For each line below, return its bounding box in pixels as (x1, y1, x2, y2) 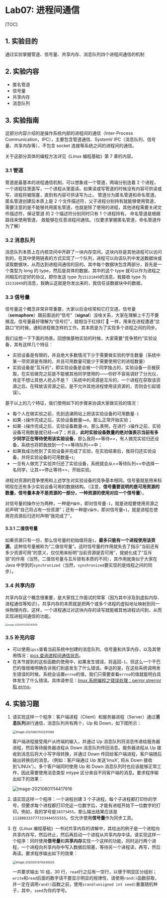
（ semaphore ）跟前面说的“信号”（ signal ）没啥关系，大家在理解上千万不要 (5, 312, 159, 318)
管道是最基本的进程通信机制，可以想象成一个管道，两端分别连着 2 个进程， (5, 179, 159, 185)
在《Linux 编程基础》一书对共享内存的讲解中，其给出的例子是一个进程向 (12, 825, 160, 831)
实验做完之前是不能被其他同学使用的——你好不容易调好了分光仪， (25, 371, 161, 377)
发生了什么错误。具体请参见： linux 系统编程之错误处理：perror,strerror (16, 678, 162, 684)
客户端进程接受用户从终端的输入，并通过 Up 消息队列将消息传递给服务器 (12, 738, 161, 744)
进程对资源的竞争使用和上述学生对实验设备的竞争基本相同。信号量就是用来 (5, 477, 158, 484)
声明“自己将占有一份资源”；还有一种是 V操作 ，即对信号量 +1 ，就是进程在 (9, 507, 154, 513)
